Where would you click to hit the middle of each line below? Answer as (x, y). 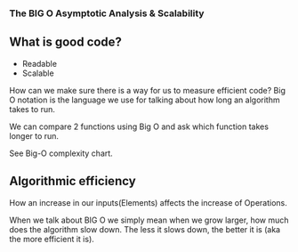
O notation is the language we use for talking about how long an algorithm (145, 100)
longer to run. (34, 135)
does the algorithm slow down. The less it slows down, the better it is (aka (145, 229)
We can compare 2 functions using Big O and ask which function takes (139, 126)
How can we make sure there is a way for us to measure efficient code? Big (148, 90)
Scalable (38, 73)
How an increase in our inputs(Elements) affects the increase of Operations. (148, 202)
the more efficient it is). (52, 239)
